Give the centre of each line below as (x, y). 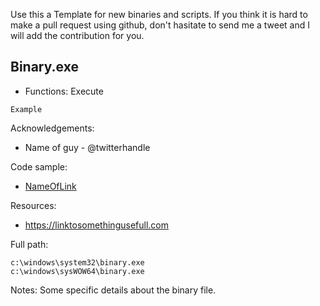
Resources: (33, 205)
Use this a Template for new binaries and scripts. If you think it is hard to (159, 14)
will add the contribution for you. (77, 35)
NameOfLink (50, 186)
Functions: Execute (64, 91)
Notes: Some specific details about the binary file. (113, 290)
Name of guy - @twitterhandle (87, 147)
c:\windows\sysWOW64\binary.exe (77, 271)
